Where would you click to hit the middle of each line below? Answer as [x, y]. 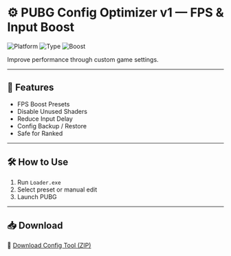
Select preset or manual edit [57, 189]
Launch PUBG [37, 196]
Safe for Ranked [40, 133]
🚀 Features [31, 88]
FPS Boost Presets [43, 104]
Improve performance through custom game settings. [83, 59]
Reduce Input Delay [45, 119]
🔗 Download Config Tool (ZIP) [49, 246]
